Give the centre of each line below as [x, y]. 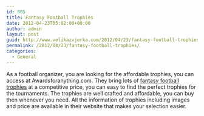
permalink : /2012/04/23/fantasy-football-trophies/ [73, 46]
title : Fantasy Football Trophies [50, 18]
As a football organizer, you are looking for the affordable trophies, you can [100, 74]
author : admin [24, 29]
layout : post [23, 34]
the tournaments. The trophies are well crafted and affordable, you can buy [100, 93]
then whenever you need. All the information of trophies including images [98, 100]
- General [24, 57]
